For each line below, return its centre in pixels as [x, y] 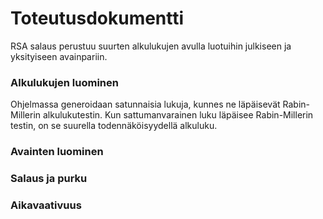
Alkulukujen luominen [64, 82]
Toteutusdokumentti [97, 18]
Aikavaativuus [46, 205]
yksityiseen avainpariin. [59, 56]
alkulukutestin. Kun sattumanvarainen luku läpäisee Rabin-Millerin [178, 115]
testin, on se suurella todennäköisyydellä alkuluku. [114, 126]
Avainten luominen [57, 152]
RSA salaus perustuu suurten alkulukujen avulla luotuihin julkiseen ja [151, 46]
